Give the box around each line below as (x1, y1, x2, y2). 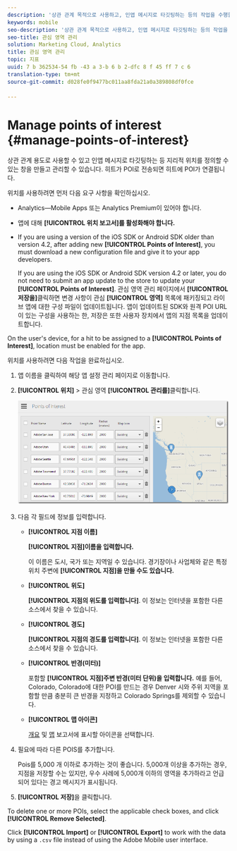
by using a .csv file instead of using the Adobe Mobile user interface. (7, 835, 208, 844)
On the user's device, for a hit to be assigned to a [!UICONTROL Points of (7, 334, 222, 343)
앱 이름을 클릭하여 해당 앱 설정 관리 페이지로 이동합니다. (17, 371, 171, 380)
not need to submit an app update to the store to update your (17, 276, 195, 285)
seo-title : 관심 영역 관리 (7, 34, 78, 41)
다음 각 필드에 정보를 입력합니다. (17, 512, 107, 521)
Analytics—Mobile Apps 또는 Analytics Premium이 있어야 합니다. (17, 204, 202, 212)
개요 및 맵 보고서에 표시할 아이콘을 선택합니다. (28, 730, 154, 738)
